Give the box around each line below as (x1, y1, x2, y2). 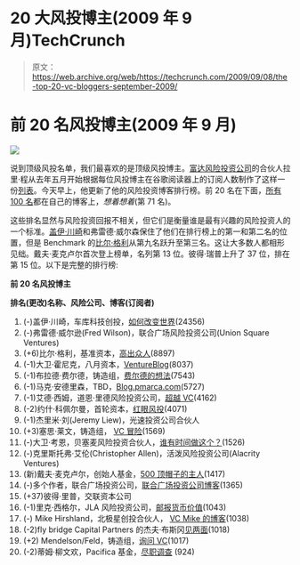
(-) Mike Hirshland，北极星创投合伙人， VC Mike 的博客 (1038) (22, 513, 250, 523)
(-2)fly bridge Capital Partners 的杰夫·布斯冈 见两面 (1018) (22, 524, 231, 535)
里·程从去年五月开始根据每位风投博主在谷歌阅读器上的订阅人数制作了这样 (10, 174, 279, 184)
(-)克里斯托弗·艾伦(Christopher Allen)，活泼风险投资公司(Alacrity (22, 448, 261, 458)
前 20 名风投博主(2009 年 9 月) (10, 115, 237, 135)
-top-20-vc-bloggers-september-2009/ (31, 81, 178, 92)
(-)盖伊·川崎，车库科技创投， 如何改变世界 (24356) (22, 316, 206, 327)
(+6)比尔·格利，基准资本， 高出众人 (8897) (22, 348, 175, 359)
